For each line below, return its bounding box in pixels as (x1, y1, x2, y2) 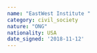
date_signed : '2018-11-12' (7, 36, 85, 43)
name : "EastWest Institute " (7, 10, 91, 17)
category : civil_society (7, 17, 78, 23)
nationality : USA (7, 29, 57, 36)
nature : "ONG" (7, 23, 48, 30)
